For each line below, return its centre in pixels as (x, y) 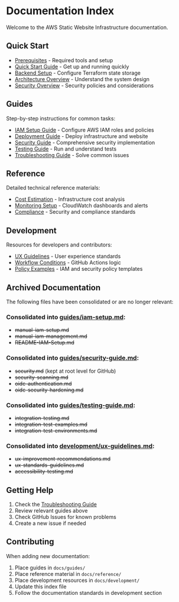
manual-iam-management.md (51, 337)
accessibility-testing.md (44, 472)
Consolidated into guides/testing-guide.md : (71, 405)
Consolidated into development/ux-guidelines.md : (80, 446)
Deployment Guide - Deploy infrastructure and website (82, 136)
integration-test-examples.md (51, 424)
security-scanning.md (42, 377)
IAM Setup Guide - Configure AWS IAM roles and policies (84, 130)
